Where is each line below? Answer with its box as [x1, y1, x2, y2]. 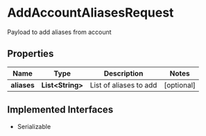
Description [103, 68, 144, 78]
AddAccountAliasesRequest [7, 5, 174, 21]
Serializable [17, 122, 51, 130]
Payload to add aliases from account [7, 28, 112, 36]
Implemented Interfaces [7, 104, 114, 116]
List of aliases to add [89, 80, 157, 90]
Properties [7, 48, 54, 60]
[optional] [164, 80, 196, 90]
